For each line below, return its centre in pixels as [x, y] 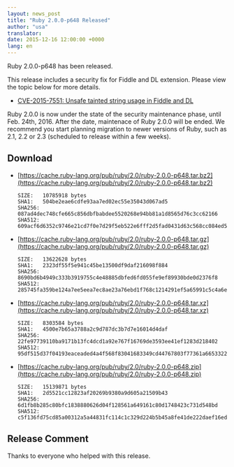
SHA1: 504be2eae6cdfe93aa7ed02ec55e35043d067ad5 [93, 201]
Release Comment [48, 439]
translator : [24, 33]
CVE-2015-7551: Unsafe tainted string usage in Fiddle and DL [105, 101]
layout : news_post [34, 14]
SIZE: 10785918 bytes [52, 195]
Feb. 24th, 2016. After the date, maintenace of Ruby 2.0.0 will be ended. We [116, 122]
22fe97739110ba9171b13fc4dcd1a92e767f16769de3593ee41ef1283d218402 [117, 341]
